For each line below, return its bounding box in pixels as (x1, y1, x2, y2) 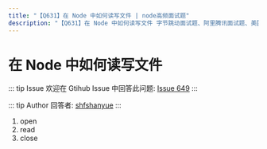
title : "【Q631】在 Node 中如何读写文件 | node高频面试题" (8, 11, 190, 20)
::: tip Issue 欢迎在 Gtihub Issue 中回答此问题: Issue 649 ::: (8, 84, 199, 93)
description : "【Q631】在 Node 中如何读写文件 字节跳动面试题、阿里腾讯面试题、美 (8, 19, 257, 27)
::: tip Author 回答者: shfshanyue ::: (8, 100, 122, 110)
